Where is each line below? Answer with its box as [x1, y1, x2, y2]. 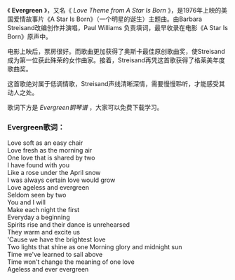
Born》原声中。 [7, 32, 53, 41]
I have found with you [7, 161, 70, 169]
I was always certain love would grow [7, 176, 116, 184]
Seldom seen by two [7, 191, 67, 199]
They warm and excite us [7, 228, 81, 237]
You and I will [7, 198, 46, 206]
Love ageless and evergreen [7, 183, 90, 192]
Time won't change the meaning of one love [7, 258, 135, 266]
